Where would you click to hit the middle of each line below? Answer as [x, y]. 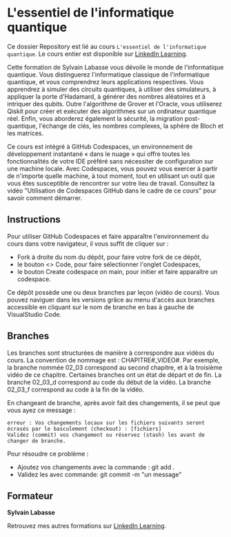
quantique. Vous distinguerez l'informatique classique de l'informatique [109, 75]
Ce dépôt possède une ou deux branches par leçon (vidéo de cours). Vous [113, 292]
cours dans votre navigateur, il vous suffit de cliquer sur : [88, 244]
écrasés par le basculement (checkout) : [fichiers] [84, 429]
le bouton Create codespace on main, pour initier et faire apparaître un [117, 271]
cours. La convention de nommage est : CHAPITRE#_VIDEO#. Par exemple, [114, 360]
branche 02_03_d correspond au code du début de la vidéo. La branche [109, 382]
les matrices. [25, 133]
